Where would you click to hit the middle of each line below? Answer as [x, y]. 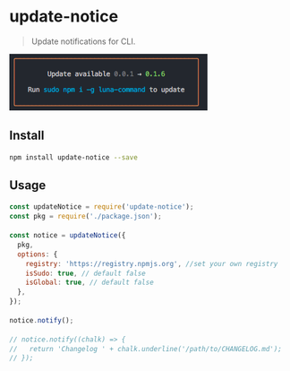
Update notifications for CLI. [83, 41]
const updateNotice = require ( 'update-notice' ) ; [102, 207]
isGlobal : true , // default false [90, 283]
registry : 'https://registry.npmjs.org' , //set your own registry [152, 263]
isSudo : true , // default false [85, 273]
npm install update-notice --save [74, 157]
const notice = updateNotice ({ [68, 236]
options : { [38, 254]
